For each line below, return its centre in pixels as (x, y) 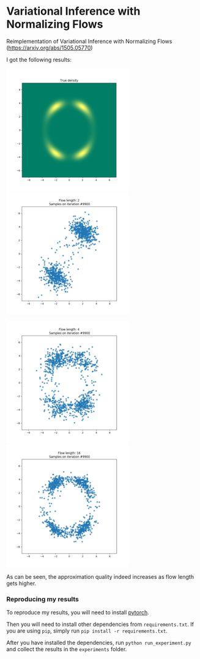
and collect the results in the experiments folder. (67, 649)
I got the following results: (39, 59)
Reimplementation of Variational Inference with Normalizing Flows (89, 41)
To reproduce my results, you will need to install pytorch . (78, 612)
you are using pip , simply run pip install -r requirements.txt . (87, 631)
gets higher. (21, 583)
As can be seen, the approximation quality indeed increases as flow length (100, 576)
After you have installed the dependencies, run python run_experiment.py (99, 643)
